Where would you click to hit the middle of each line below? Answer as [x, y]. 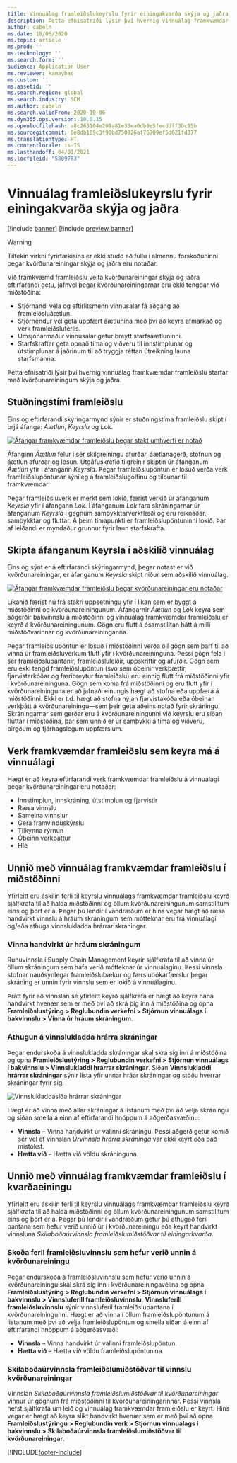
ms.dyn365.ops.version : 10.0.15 [55, 119]
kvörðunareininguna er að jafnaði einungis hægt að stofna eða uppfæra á [113, 691]
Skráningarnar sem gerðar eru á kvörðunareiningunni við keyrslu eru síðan [115, 714]
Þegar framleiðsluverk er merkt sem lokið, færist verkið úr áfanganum [108, 498]
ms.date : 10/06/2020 [38, 34]
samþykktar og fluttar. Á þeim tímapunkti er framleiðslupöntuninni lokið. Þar [117, 520]
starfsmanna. [37, 358]
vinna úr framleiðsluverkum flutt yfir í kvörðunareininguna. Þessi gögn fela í [116, 654]
